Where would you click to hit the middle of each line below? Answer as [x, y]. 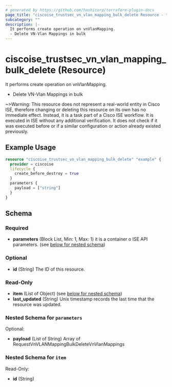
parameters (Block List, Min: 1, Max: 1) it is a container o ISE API [80, 239]
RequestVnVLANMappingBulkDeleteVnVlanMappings [69, 344]
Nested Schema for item [36, 358]
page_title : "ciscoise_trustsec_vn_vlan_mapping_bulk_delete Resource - [84, 15]
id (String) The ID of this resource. [49, 269]
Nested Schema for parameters [44, 317]
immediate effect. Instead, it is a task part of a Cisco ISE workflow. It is [79, 115]
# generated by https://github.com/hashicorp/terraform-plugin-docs [80, 10]
